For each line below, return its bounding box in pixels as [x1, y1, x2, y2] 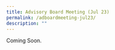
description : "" [6, 20, 47, 26]
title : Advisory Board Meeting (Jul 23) [6, 9, 110, 15]
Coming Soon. [6, 37, 42, 45]
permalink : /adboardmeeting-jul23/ [6, 15, 96, 21]
